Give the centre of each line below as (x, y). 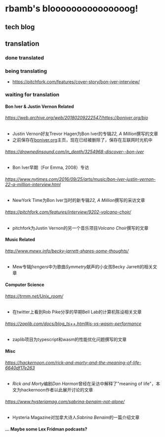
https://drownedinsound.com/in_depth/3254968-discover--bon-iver (75, 151)
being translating (26, 71)
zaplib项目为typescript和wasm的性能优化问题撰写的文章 (69, 340)
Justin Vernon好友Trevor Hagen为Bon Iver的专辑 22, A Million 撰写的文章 (85, 134)
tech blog (20, 27)
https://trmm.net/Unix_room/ (34, 296)
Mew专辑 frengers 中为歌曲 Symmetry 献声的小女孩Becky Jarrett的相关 (82, 267)
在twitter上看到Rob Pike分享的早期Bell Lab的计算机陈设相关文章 (77, 312)
